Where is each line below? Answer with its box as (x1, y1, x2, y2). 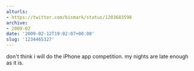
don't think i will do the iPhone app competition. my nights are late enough (6, 53, 189, 60)
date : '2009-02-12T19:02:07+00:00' (6, 31, 95, 37)
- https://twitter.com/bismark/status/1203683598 (6, 14, 133, 20)
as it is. (6, 59, 24, 66)
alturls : (6, 8, 28, 15)
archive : (6, 20, 28, 26)
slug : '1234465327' (6, 36, 55, 42)
